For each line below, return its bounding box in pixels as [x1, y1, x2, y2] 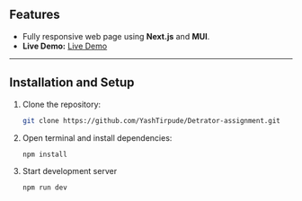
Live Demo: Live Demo [22, 40, 108, 51]
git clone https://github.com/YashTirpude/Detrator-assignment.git [22, 116, 280, 125]
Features [9, 7, 60, 22]
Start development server [22, 166, 118, 177]
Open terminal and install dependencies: [22, 132, 173, 143]
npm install [22, 150, 67, 159]
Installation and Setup [9, 75, 135, 91]
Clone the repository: [22, 99, 102, 109]
